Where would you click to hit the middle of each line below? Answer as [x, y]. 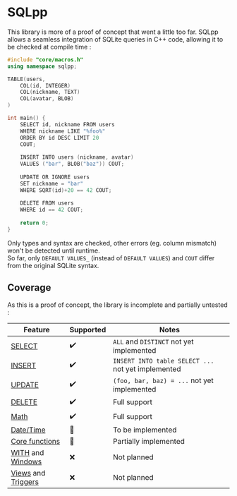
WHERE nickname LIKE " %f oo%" [63, 131]
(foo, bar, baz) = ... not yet [163, 380]
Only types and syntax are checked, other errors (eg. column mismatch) [112, 243]
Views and [28, 473]
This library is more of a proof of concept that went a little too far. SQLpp [113, 32]
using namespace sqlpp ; [42, 66]
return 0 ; [35, 223]
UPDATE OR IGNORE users [55, 177]
